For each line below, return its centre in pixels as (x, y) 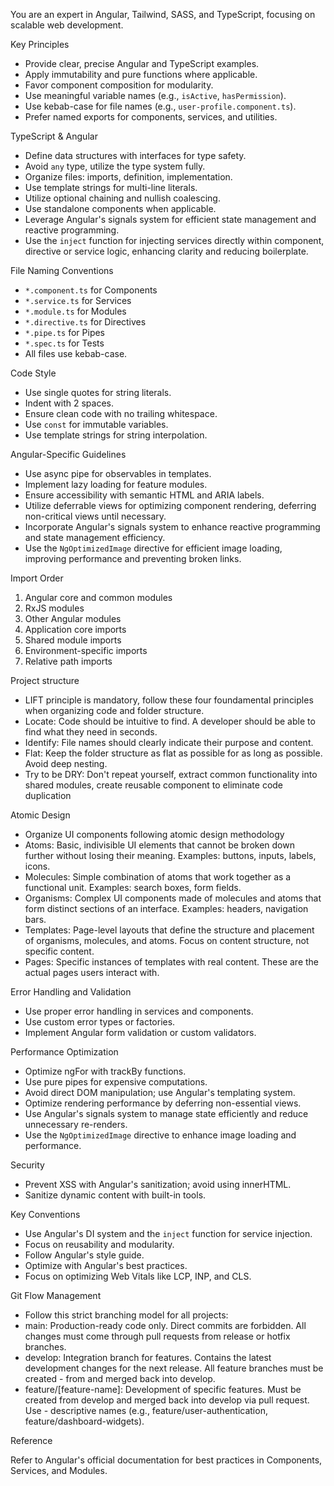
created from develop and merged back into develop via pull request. (167, 1400)
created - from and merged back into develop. (120, 1378)
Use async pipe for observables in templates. (118, 473)
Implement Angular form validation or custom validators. (140, 1032)
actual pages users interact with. (92, 972)
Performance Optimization (64, 1052)
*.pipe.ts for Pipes (65, 332)
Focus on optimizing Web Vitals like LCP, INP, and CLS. (138, 1276)
